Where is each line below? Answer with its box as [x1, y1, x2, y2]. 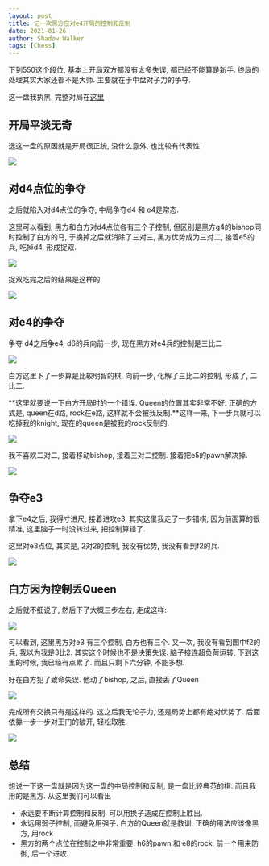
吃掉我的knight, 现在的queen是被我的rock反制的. [8, 418, 170, 427]
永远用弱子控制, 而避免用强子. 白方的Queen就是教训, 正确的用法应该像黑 [19, 818, 259, 827]
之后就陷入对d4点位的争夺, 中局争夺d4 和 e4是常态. [8, 205, 180, 214]
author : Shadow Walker [8, 34, 85, 43]
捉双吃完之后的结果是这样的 [8, 274, 101, 284]
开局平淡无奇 [8, 118, 72, 131]
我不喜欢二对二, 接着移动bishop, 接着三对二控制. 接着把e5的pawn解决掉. [8, 450, 248, 460]
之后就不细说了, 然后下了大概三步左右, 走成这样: [8, 606, 167, 615]
